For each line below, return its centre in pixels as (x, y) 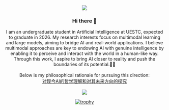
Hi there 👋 (84, 21)
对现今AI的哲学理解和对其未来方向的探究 (84, 81)
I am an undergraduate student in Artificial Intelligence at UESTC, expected (84, 32)
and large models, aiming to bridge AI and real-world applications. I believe (84, 43)
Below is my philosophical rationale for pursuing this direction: (84, 75)
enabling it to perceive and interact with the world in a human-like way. (84, 53)
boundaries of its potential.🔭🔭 (84, 64)
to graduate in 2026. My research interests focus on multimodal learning (84, 37)
